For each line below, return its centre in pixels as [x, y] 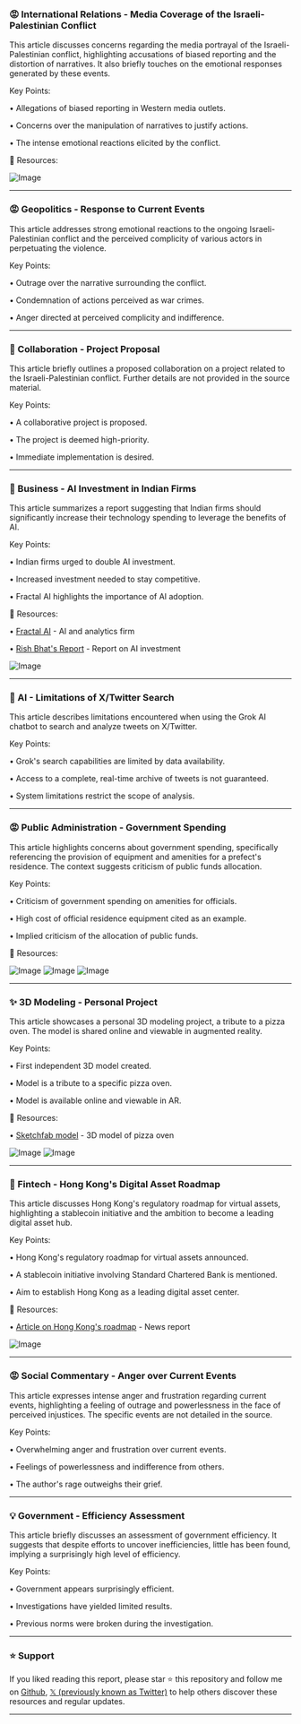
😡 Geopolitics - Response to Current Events [107, 210]
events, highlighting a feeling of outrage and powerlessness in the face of [145, 1405]
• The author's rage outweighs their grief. [86, 1484]
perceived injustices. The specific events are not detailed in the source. [141, 1414]
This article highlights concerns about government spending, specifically [144, 847]
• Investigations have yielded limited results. [91, 1606]
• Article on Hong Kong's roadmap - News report [100, 1327]
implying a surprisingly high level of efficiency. [95, 1554]
